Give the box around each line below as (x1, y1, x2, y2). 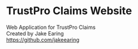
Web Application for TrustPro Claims (6, 24, 96, 31)
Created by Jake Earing (6, 30, 64, 37)
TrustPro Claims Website (6, 4, 133, 18)
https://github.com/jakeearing (6, 36, 79, 43)
